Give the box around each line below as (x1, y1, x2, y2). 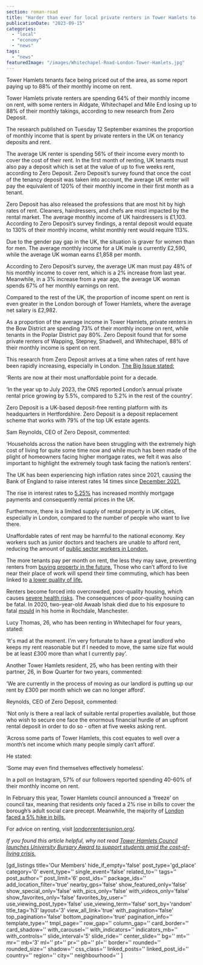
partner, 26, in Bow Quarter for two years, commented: (6, 668, 143, 675)
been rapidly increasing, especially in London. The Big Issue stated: (6, 362, 175, 370)
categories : (6, 25, 36, 32)
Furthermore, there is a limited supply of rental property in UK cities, (6, 507, 176, 515)
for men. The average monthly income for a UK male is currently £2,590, (6, 244, 187, 251)
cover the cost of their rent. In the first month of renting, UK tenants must (6, 156, 188, 164)
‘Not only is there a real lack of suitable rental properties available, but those (6, 709, 196, 717)
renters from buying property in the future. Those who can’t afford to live (6, 563, 188, 570)
